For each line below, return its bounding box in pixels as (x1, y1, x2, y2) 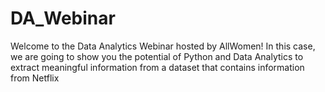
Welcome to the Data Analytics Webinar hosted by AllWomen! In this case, (10, 40, 316, 52)
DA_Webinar (10, 7, 116, 30)
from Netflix (10, 72, 60, 84)
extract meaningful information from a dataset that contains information (10, 61, 305, 73)
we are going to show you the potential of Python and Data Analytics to (10, 50, 304, 62)
